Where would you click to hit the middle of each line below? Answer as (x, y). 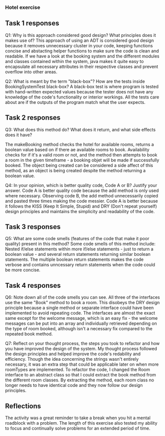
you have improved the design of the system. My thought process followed (81, 349)
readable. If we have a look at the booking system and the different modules (82, 56)
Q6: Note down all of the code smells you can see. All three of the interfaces (82, 297)
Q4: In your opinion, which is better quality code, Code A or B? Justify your (81, 185)
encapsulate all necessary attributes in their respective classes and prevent (82, 66)
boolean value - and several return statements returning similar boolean (78, 254)
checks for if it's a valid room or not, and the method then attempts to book (81, 155)
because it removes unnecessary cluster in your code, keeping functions (79, 45)
